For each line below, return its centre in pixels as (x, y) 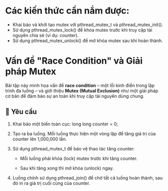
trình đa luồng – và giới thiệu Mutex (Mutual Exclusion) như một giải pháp (82, 91)
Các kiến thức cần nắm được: (67, 11)
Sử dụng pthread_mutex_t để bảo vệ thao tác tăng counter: (73, 148)
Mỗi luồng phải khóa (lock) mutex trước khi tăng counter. (79, 158)
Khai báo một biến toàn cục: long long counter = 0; (65, 124)
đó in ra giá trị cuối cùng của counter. (51, 183)
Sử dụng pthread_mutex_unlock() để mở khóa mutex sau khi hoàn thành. (88, 41)
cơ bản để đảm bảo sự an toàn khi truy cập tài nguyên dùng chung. (75, 96)
